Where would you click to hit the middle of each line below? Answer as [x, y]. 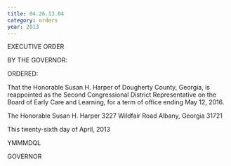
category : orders [33, 20]
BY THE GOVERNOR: [38, 60]
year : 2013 [23, 27]
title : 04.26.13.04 [36, 14]
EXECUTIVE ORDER [36, 47]
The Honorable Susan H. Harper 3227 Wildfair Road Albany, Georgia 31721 [115, 116]
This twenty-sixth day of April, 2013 [59, 130]
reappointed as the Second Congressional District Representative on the [112, 95]
